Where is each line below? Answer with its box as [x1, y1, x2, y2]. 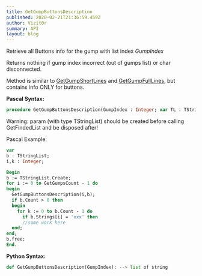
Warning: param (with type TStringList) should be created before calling [6, 118, 185, 125]
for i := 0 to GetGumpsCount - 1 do [6, 181, 98, 187]
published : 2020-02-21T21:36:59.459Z [6, 14, 101, 20]
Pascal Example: [6, 136, 47, 143]
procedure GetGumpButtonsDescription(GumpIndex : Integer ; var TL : [6, 107, 182, 113]
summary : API [6, 25, 39, 32]
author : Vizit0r [6, 20, 47, 26]
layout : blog [6, 31, 39, 37]
